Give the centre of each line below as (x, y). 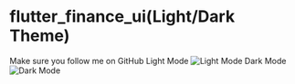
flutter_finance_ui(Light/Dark (122, 17)
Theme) (40, 36)
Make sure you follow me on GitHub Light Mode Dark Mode (148, 61)
